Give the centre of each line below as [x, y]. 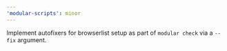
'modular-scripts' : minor [43, 13]
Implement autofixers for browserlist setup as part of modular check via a [110, 33]
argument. [32, 40]
